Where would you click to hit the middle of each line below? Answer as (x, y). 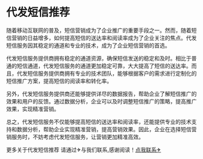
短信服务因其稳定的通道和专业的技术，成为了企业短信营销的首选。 (88, 45)
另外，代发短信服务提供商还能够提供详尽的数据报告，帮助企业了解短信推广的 (101, 94)
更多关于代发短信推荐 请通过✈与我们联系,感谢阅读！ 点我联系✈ (84, 149)
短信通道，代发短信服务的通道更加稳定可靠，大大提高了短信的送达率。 (104, 66)
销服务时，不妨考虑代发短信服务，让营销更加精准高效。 (75, 137)
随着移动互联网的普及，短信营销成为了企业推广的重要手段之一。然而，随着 (99, 30)
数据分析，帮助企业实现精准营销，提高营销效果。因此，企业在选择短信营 (107, 129)
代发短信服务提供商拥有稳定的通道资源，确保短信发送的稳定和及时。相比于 (99, 58)
